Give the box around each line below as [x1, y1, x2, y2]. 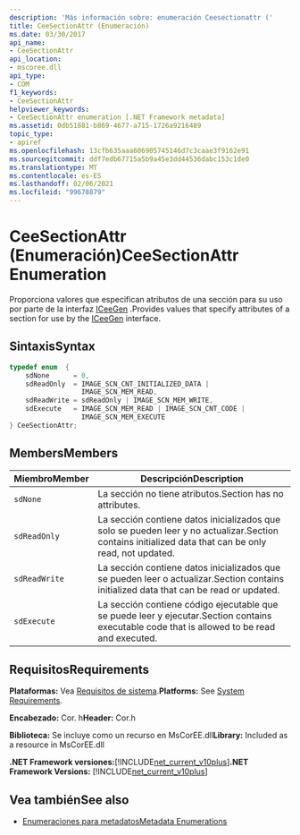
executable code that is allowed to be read [97, 620, 276, 633]
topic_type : [9, 130, 54, 139]
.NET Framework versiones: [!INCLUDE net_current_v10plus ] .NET [9, 757, 249, 768]
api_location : [9, 55, 62, 64]
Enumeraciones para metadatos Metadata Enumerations [21, 816, 228, 827]
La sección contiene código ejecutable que [97, 598, 279, 610]
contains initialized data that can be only [97, 535, 267, 548]
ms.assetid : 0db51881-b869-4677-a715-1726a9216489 [9, 122, 202, 131]
